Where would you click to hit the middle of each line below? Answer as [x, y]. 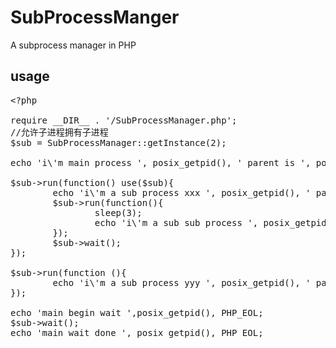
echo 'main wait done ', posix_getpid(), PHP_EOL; [137, 332]
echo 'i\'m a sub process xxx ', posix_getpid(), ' [182, 192]
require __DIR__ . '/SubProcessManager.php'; [124, 120]
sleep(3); [118, 212]
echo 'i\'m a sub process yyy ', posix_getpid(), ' [182, 282]
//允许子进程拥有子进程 [59, 132]
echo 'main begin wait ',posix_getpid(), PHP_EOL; [137, 312]
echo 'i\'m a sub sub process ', [176, 222]
